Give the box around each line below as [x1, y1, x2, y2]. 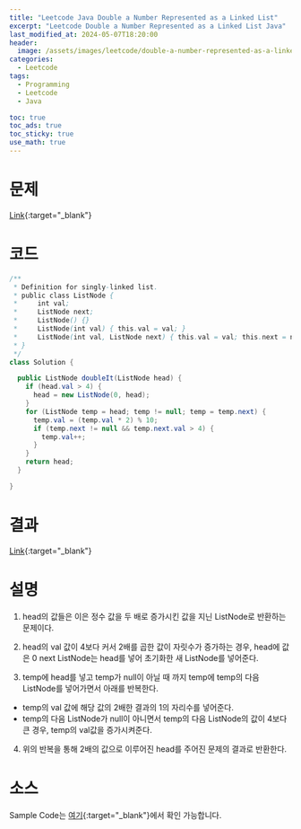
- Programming [17, 80, 70, 89]
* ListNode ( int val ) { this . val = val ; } [13, 324, 186, 333]
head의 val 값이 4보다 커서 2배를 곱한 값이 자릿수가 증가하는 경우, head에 [21, 641, 280, 652]
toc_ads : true [9, 121, 63, 130]
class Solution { [9, 357, 74, 366]
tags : [9, 72, 30, 81]
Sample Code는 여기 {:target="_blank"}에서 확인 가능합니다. [9, 809, 222, 820]
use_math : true [9, 138, 66, 147]
